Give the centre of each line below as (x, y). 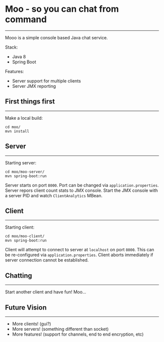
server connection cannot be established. (47, 260)
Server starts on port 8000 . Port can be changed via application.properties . (82, 185)
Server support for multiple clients (47, 81)
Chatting (19, 276)
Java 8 (19, 56)
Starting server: (21, 162)
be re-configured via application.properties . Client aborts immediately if (79, 255)
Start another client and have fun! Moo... (46, 292)
